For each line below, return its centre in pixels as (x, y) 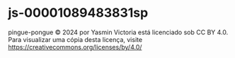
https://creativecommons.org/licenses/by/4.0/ (75, 47)
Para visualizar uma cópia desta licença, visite (75, 39)
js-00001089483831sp (78, 13)
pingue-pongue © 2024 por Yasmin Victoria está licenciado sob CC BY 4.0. (118, 32)
